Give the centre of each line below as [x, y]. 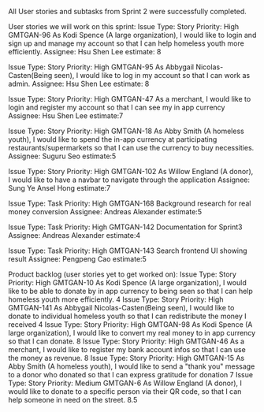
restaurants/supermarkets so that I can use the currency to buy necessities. [131, 148]
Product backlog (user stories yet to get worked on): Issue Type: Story [122, 274]
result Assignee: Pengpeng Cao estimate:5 [78, 259]
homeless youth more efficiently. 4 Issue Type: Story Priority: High [116, 299]
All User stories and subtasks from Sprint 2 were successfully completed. [127, 11]
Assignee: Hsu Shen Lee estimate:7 [66, 116]
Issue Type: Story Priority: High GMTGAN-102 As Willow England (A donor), [131, 171]
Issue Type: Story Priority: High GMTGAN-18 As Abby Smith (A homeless [126, 131]
